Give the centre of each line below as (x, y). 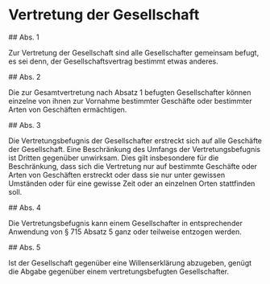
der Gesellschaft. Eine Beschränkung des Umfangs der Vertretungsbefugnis (135, 149)
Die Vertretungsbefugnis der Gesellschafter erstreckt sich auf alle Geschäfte (135, 140)
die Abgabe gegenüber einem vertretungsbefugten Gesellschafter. (119, 271)
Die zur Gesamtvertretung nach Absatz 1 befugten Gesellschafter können (130, 92)
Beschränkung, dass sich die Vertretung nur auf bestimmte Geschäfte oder (133, 166)
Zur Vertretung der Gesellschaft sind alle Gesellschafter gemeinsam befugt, (134, 52)
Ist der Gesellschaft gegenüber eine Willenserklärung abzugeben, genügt (130, 262)
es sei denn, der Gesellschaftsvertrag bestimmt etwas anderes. (114, 61)
